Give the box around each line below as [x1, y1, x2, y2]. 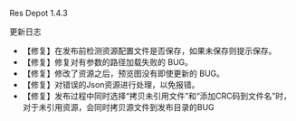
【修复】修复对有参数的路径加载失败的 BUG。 [22, 57, 193, 67]
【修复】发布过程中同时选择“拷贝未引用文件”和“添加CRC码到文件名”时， [22, 90, 291, 101]
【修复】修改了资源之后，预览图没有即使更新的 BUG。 [22, 68, 224, 79]
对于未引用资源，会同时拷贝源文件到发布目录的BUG [22, 102, 215, 112]
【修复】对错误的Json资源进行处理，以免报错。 [22, 79, 200, 89]
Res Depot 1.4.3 [9, 8, 68, 18]
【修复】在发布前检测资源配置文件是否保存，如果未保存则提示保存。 [22, 45, 277, 56]
